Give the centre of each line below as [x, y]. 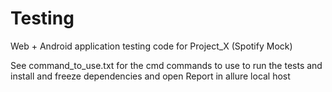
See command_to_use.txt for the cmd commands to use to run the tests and [166, 65]
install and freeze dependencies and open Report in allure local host [150, 76]
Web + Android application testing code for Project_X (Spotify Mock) [151, 46]
